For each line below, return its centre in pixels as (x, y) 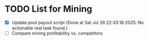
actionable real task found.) (39, 28)
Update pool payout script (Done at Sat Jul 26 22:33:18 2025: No (78, 22)
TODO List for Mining (48, 9)
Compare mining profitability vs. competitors (57, 33)
